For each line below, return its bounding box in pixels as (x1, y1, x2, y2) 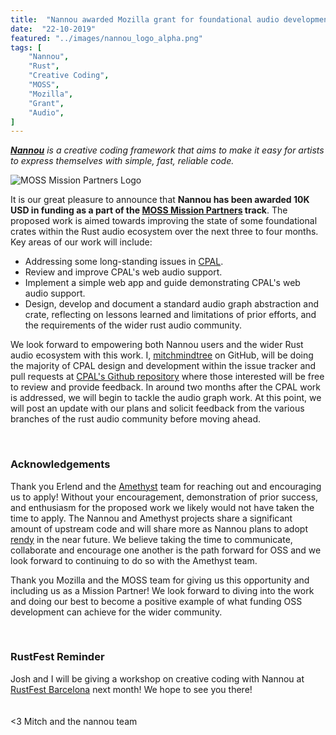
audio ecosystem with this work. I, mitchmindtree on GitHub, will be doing (10, 349, 314, 361)
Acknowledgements (10, 457, 111, 471)
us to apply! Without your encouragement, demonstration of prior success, (10, 491, 319, 503)
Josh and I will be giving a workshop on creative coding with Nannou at (10, 672, 305, 685)
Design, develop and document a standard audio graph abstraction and (24, 298, 319, 310)
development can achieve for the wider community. (10, 606, 223, 618)
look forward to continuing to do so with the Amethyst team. (10, 554, 258, 566)
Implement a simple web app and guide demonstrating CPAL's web (24, 277, 301, 289)
